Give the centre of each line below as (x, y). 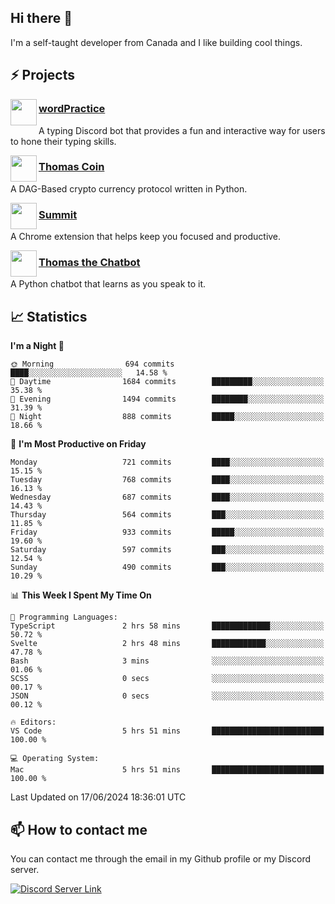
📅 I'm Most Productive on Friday (78, 444)
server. (25, 870)
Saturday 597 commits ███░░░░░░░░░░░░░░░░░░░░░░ (167, 550)
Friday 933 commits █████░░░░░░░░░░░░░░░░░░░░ (167, 532)
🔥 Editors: (33, 722)
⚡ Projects (43, 75)
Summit (58, 214)
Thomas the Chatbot (89, 263)
